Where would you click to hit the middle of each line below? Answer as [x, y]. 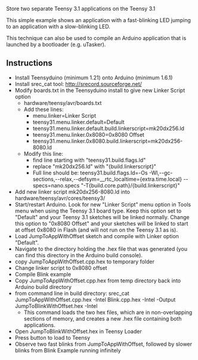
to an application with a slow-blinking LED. [58, 27]
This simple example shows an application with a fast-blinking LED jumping [98, 20]
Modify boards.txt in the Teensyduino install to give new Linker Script [100, 90]
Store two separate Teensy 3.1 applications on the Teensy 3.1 [81, 9]
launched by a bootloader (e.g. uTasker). [56, 44]
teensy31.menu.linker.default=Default [78, 122]
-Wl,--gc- [161, 173]
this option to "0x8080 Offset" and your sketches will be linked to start [101, 223]
